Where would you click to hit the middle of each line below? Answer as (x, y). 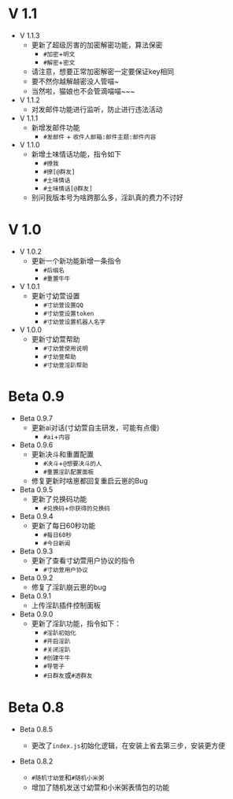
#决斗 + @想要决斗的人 (72, 463)
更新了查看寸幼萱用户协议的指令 (83, 560)
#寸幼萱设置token (68, 313)
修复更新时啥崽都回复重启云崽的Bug (89, 480)
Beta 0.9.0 (36, 614)
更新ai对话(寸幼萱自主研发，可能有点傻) (95, 427)
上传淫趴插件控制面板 (66, 605)
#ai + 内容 (57, 436)
